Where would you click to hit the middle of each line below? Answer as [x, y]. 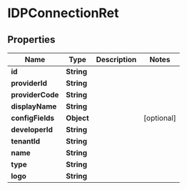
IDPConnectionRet [63, 13]
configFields [33, 118]
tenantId [26, 141]
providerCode [35, 95]
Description [116, 60]
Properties [31, 40]
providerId [29, 83]
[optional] [160, 118]
